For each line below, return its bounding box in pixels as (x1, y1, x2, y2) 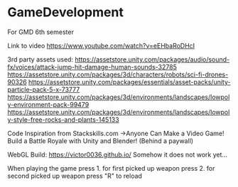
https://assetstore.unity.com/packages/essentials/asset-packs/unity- (28, 77, 231, 86)
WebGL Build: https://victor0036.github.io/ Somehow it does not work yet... (7, 150, 228, 159)
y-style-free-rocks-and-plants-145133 (7, 115, 119, 124)
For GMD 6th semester (7, 28, 75, 36)
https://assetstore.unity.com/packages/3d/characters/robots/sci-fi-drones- (7, 70, 229, 79)
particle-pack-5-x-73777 (7, 85, 80, 93)
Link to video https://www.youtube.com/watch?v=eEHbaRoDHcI (7, 41, 195, 50)
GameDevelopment (7, 4, 124, 21)
